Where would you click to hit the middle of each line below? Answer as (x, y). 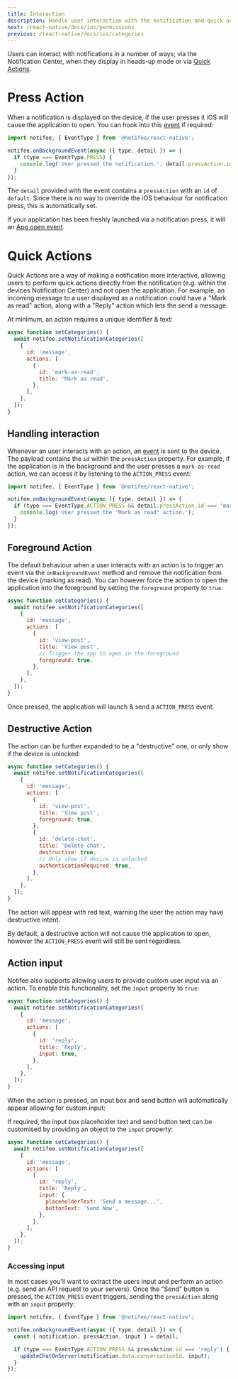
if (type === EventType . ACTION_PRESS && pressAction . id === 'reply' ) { (122, 1349)
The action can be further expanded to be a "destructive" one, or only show (118, 746)
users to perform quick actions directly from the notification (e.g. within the (117, 283)
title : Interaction (36, 14)
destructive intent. (34, 920)
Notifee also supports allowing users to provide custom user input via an (113, 980)
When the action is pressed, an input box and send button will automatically (118, 1100)
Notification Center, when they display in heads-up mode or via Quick (109, 62)
